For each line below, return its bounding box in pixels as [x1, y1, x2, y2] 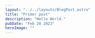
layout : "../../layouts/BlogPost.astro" [5, 7, 91, 12]
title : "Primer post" [5, 12, 50, 17]
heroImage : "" [5, 26, 35, 31]
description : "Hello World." [5, 16, 66, 21]
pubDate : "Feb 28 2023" [5, 21, 55, 26]
